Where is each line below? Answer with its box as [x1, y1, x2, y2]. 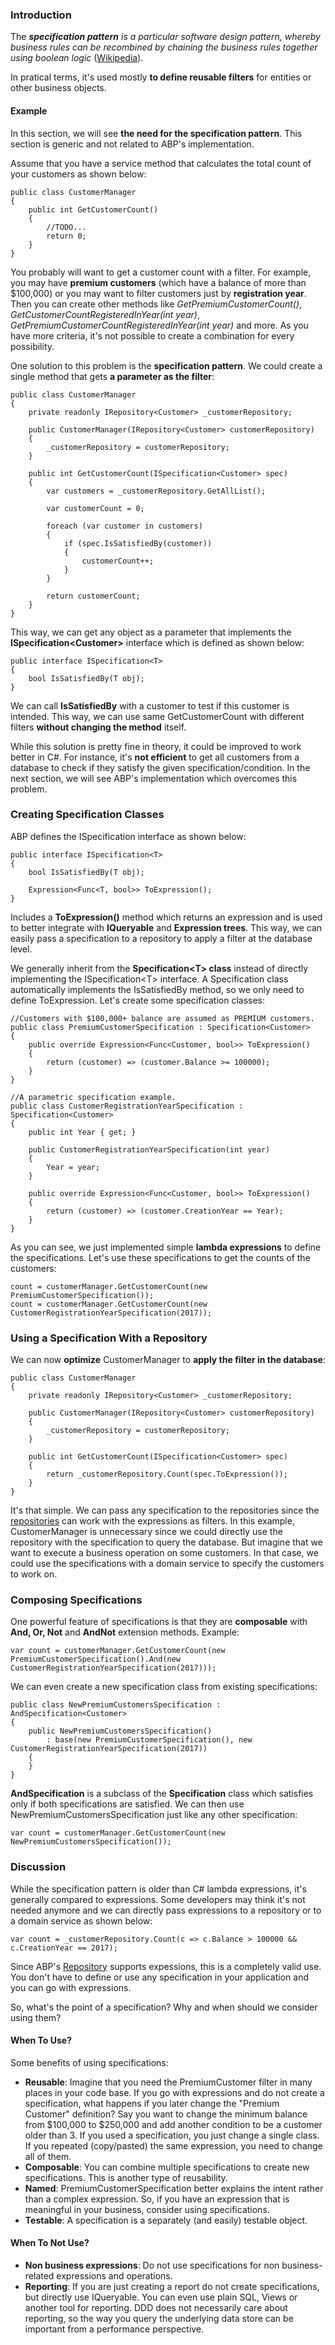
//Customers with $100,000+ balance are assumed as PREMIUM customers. [10, 1013, 315, 1023]
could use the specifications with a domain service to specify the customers [10, 1558, 325, 1570]
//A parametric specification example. [10, 1092, 177, 1102]
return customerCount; [46, 591, 141, 601]
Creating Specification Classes [10, 808, 165, 822]
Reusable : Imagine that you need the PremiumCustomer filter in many [24, 2076, 313, 2088]
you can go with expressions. [10, 1981, 132, 1993]
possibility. [10, 340, 55, 352]
